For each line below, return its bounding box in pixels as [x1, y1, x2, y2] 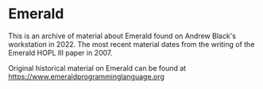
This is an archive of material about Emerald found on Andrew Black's [8, 31, 237, 41]
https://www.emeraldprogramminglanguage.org [8, 72, 165, 81]
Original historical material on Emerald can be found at [8, 63, 187, 72]
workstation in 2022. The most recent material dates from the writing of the [8, 39, 255, 48]
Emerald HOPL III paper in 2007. [8, 48, 113, 57]
